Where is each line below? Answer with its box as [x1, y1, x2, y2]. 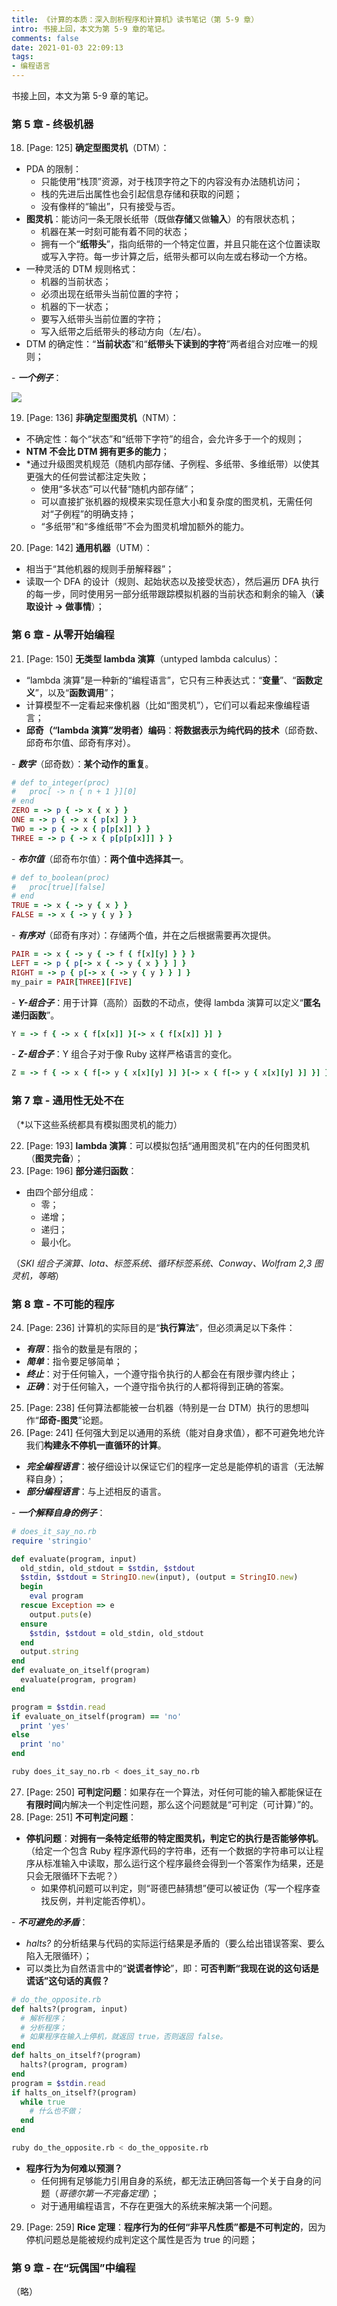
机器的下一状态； [40, 301, 112, 313]
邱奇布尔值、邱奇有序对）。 [25, 736, 136, 748]
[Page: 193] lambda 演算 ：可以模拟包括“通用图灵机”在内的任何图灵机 [25, 1139, 310, 1151]
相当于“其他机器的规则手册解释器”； [25, 563, 175, 575]
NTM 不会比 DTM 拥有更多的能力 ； [25, 446, 170, 458]
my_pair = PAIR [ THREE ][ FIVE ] [11, 977, 133, 987]
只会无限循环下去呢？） [25, 1869, 123, 1881]
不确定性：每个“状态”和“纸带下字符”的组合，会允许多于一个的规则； [25, 433, 305, 445]
